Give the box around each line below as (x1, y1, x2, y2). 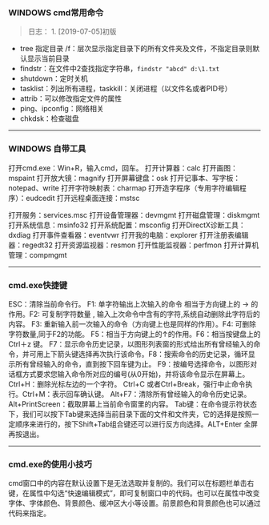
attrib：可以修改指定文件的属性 (19, 94, 122, 103)
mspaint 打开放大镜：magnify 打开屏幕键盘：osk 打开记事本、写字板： (8, 173, 241, 182)
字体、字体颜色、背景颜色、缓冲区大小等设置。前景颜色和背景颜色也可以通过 (8, 499, 261, 508)
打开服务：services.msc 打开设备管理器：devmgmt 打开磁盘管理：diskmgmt (8, 210, 260, 219)
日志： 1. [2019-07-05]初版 (27, 26, 117, 37)
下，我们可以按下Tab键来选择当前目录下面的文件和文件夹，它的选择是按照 (8, 409, 252, 419)
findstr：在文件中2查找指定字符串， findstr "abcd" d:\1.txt (19, 64, 220, 74)
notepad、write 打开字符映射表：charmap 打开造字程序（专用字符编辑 (8, 182, 240, 193)
